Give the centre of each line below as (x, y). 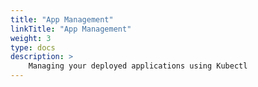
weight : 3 (31, 38)
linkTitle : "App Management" (71, 29)
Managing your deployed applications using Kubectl (138, 66)
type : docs (33, 47)
